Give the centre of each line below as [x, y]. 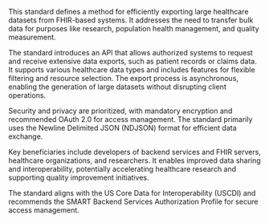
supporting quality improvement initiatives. [79, 177]
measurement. [32, 37]
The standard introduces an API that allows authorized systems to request [130, 53]
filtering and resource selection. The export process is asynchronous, [124, 78]
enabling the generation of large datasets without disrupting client [117, 87]
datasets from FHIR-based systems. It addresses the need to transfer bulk [131, 20]
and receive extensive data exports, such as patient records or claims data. [132, 61]
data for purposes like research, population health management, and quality [134, 28]
